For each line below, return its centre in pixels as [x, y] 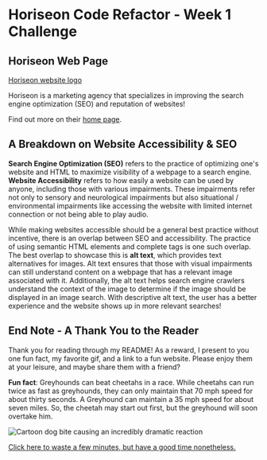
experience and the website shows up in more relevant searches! [115, 306]
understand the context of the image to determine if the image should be [127, 289]
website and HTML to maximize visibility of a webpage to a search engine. [130, 172]
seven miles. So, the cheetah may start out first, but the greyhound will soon [133, 407]
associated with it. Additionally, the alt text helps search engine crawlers [126, 280]
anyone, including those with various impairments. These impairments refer [132, 189]
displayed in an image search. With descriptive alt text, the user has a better [133, 297]
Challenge [43, 31]
